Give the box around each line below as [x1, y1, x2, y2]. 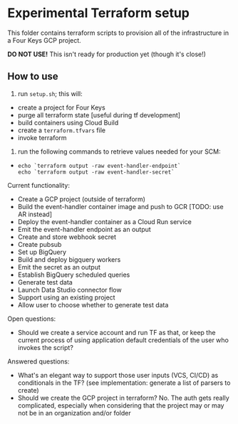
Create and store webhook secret [17, 233, 116, 241]
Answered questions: [7, 357, 70, 366]
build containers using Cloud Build [17, 118, 119, 127]
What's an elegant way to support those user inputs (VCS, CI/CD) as [17, 371, 219, 379]
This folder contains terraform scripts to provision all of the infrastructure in [7, 28, 229, 37]
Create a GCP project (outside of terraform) [17, 194, 146, 203]
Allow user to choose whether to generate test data [17, 300, 169, 309]
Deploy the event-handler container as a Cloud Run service [17, 217, 192, 226]
